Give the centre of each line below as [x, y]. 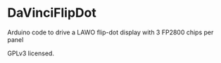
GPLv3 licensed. [31, 53]
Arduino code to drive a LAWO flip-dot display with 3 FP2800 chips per [110, 32]
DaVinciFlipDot [52, 13]
